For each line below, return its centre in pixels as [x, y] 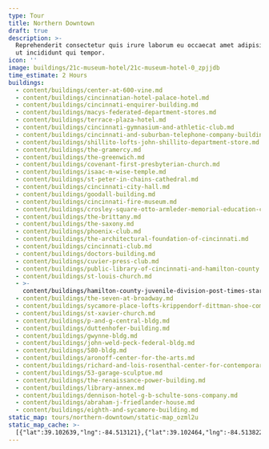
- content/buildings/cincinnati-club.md [84, 247]
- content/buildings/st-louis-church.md [84, 276]
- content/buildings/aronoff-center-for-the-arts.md [105, 358]
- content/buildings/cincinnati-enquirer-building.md [107, 105]
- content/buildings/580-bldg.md [71, 351]
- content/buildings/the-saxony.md [75, 224]
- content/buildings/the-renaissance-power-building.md [110, 380]
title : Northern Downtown [51, 23]
